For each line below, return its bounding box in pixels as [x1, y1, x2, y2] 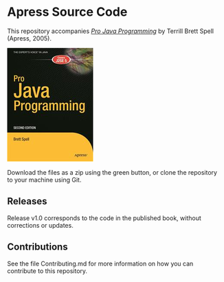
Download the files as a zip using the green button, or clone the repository [7, 168, 218, 176]
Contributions [7, 241, 68, 253]
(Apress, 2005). [7, 34, 52, 42]
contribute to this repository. [7, 266, 88, 275]
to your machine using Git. [7, 175, 82, 184]
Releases [7, 195, 47, 207]
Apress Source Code [7, 4, 128, 20]
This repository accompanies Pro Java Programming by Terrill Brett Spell [7, 27, 214, 35]
